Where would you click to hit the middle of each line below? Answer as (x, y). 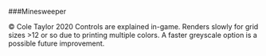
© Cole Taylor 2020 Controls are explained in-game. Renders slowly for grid (133, 26)
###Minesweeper (37, 11)
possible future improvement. (57, 43)
